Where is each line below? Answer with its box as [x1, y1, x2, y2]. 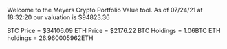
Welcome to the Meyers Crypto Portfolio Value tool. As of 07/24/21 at [7, 6, 203, 14]
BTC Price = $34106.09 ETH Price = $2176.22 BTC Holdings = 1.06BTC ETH [7, 27, 221, 35]
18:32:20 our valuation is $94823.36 [7, 13, 110, 21]
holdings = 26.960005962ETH [7, 34, 94, 42]
